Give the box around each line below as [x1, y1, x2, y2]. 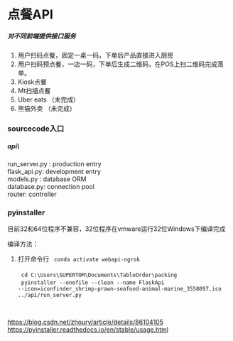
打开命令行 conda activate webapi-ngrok [17, 255, 141, 264]
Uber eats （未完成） [17, 95, 80, 104]
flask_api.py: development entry [7, 168, 102, 176]
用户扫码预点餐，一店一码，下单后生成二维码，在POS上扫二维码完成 [17, 60, 218, 68]
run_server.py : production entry [7, 160, 102, 168]
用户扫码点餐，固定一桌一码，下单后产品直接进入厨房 [17, 51, 174, 60]
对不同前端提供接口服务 [7, 31, 76, 40]
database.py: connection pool [7, 183, 94, 191]
